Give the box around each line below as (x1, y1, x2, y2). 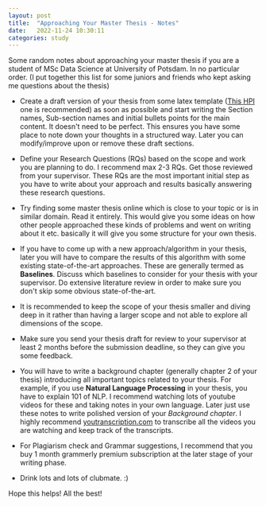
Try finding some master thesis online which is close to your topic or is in (19, 204, 259, 213)
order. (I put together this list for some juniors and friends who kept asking (8, 72, 252, 82)
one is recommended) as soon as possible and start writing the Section (19, 105, 253, 115)
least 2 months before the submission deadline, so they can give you (19, 343, 245, 352)
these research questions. (19, 188, 106, 197)
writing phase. (19, 458, 67, 468)
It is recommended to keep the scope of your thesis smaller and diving (19, 302, 251, 311)
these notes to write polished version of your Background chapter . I (19, 409, 242, 418)
